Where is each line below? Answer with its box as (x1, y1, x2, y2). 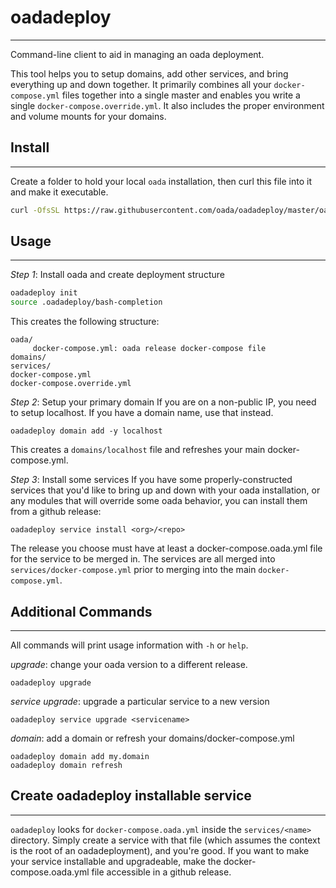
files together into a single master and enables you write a (61, 89, 301, 101)
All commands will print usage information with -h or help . (10, 639, 249, 651)
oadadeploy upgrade (10, 678, 92, 688)
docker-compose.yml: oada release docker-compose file (32, 344, 267, 354)
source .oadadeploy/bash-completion (10, 297, 163, 308)
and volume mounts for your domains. (10, 110, 167, 122)
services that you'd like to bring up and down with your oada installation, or (10, 484, 321, 496)
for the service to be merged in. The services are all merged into (10, 553, 276, 565)
